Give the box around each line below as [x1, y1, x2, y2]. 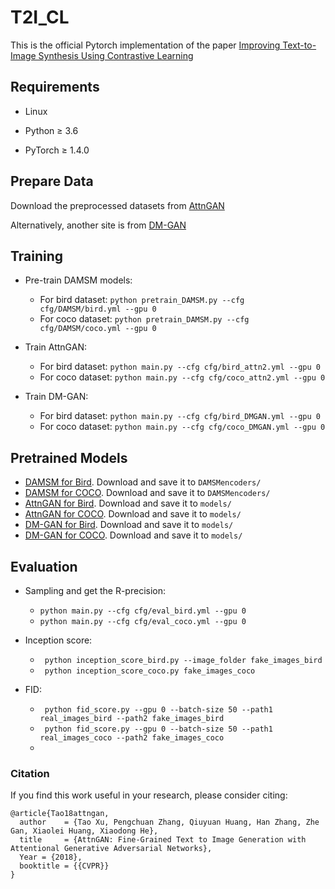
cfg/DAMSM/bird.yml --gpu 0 [39, 304, 157, 315]
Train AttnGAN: [24, 341, 87, 353]
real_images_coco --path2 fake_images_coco [39, 733, 225, 743]
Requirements [10, 79, 100, 96]
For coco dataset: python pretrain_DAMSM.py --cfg [39, 313, 250, 325]
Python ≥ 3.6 [24, 124, 79, 136]
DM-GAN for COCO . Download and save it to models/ [24, 529, 243, 541]
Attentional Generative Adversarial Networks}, [10, 844, 213, 854]
